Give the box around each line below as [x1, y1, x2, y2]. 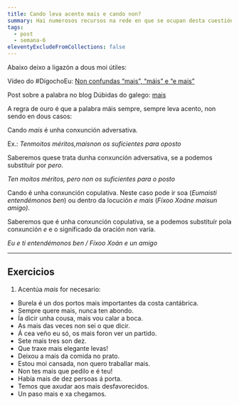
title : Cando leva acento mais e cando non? [7, 10, 142, 18]
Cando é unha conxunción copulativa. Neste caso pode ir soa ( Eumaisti [7, 189, 217, 196]
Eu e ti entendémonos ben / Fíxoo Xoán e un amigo [7, 239, 158, 247]
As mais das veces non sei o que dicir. [17, 321, 130, 330]
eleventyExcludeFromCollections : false [7, 43, 126, 51]
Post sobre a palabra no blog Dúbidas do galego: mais [7, 90, 166, 99]
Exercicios [7, 266, 55, 278]
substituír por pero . [7, 161, 64, 169]
